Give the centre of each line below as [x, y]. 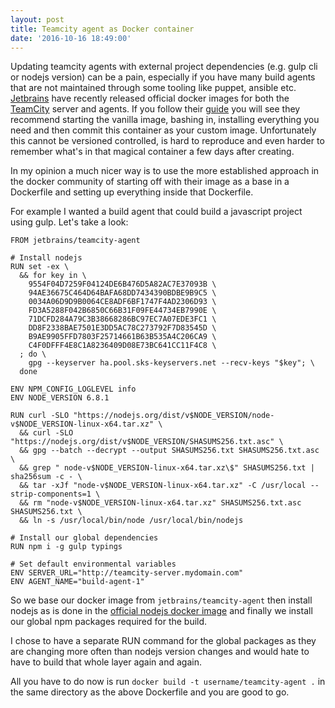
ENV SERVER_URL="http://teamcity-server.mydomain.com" [127, 573]
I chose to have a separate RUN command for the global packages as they [163, 641]
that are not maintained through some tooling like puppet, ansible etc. [153, 88]
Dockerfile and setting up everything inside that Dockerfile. [132, 192]
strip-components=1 [51, 494]
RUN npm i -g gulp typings [66, 547]
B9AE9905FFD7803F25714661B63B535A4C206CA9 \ [122, 337]
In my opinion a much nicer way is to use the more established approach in [165, 171]
